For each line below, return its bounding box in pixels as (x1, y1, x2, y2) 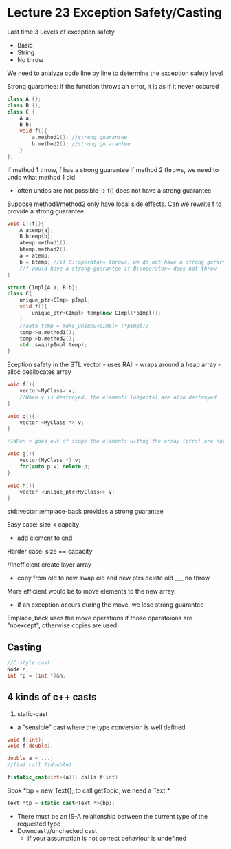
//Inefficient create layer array (7, 560, 91, 569)
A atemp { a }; (19, 227, 54, 233)
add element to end (16, 534, 73, 542)
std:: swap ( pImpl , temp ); (19, 342, 88, 348)
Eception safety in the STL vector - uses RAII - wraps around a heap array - (7, 360, 221, 369)
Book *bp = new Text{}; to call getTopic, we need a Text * (7, 786, 170, 795)
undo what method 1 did (7, 173, 76, 181)
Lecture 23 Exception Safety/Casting (7, 5, 223, 21)
